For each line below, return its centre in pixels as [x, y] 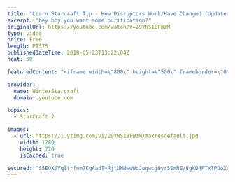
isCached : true [42, 155]
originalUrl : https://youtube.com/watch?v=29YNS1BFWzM [89, 27]
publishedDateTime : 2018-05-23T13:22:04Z [69, 53]
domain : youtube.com [43, 98]
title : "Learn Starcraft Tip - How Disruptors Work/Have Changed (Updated [119, 14]
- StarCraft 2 [34, 117]
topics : [19, 110]
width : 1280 [37, 142]
